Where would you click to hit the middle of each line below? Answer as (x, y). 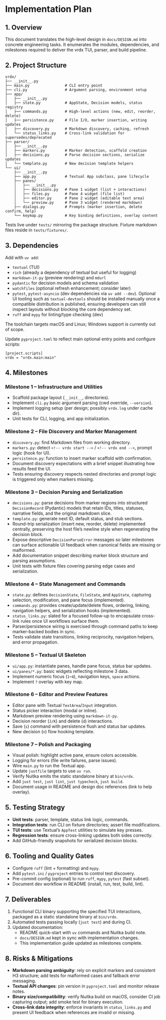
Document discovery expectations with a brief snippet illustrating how (83, 463)
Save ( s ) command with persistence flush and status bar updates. (79, 726)
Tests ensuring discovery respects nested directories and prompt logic (84, 474)
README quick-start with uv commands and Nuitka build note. (83, 932)
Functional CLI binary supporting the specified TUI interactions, (77, 911)
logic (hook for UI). (31, 453)
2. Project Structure (36, 65)
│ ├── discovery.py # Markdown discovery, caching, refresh (77, 129)
